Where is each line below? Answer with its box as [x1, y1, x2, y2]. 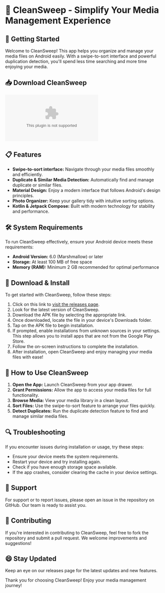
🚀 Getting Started [5, 35, 60, 43]
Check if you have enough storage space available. [12, 464, 117, 470]
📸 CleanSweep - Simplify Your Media [5, 4, 160, 16]
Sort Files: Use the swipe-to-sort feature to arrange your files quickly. [12, 403, 156, 409]
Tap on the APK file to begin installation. [12, 322, 94, 329]
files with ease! [12, 354, 44, 360]
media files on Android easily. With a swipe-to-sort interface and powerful [5, 53, 157, 59]
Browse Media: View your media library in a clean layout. [12, 398, 129, 404]
